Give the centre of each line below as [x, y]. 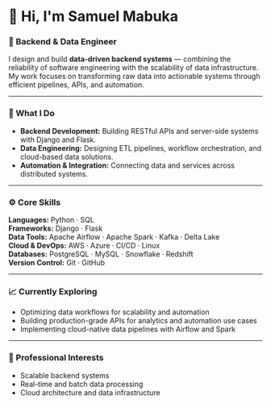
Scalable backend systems [65, 375]
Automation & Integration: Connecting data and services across [127, 165]
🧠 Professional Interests [56, 358]
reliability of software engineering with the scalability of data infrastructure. [133, 68]
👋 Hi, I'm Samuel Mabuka [94, 17]
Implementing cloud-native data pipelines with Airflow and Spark [128, 329]
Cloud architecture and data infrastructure [90, 392]
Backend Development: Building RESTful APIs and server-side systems [139, 131]
